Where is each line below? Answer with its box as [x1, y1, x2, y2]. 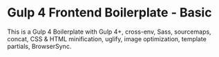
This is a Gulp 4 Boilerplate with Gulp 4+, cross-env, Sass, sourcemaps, [7, 27, 212, 36]
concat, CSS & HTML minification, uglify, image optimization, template [7, 34, 207, 43]
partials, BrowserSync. [7, 42, 72, 50]
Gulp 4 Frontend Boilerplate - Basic [7, 5, 212, 21]
